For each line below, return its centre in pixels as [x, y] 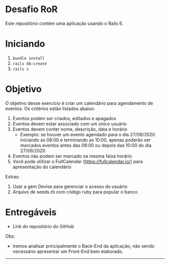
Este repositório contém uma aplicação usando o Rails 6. [64, 23]
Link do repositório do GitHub [43, 226]
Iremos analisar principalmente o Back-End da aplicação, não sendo [83, 246]
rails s [20, 69]
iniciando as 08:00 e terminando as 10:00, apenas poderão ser [85, 140]
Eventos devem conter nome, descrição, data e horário [70, 129]
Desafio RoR [32, 9]
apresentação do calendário [42, 167]
